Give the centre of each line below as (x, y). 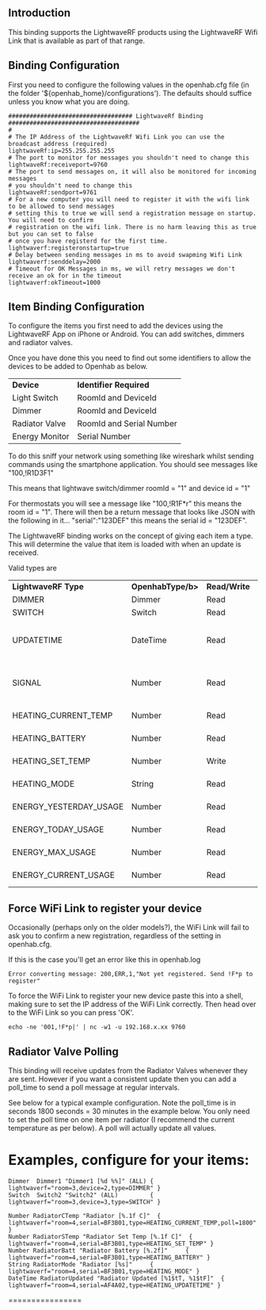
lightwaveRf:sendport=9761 (53, 192)
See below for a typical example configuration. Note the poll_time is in (122, 1103)
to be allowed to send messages (61, 206)
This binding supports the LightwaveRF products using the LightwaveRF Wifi (133, 32)
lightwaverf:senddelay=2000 (55, 262)
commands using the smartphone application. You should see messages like (133, 465)
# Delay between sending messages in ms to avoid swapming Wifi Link (125, 255)
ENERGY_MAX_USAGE (54, 852)
